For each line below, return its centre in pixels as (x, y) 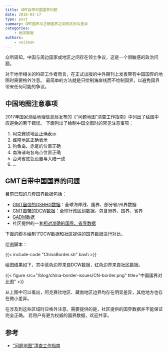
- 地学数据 (24, 33)
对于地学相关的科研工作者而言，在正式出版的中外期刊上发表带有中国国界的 (82, 74)
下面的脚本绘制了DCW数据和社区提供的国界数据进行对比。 (65, 234)
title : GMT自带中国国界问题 (31, 10)
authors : (14, 38)
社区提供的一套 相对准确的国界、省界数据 (54, 223)
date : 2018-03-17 (23, 14)
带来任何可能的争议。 (27, 86)
